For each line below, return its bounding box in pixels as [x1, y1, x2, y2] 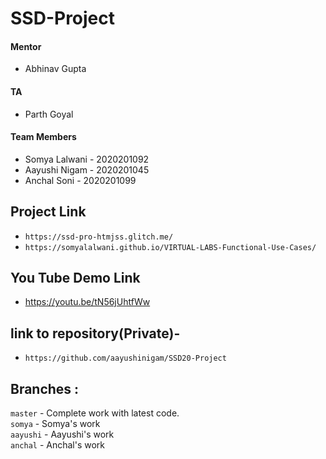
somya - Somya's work [10, 418, 101, 430]
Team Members [10, 131, 77, 143]
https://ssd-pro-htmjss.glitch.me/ [24, 232, 174, 242]
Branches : [10, 380, 80, 397]
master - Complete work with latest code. [10, 407, 180, 419]
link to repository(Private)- [10, 325, 181, 342]
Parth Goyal [24, 108, 74, 120]
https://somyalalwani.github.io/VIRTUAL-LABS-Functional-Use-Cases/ [24, 242, 317, 252]
